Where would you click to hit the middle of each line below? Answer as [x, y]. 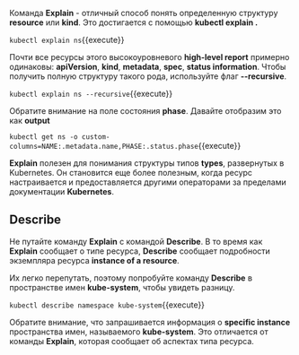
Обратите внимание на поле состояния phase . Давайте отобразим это [145, 111]
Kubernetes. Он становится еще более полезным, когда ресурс [131, 173]
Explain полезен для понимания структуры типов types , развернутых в [147, 163]
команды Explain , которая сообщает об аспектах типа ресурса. [132, 341]
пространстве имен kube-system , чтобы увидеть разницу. [122, 287]
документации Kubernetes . [62, 191]
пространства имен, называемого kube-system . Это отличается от [139, 332]
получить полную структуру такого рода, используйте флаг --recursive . [148, 76]
